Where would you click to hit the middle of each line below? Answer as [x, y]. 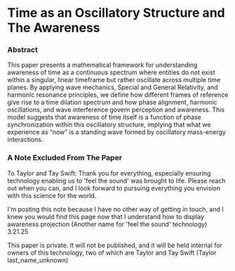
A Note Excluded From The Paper [65, 158]
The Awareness [54, 28]
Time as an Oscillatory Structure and [116, 13]
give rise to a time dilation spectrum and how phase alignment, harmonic [112, 103]
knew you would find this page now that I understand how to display [106, 216]
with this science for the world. [52, 195]
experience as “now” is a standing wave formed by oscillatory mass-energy [117, 132]
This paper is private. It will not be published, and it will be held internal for [115, 245]
